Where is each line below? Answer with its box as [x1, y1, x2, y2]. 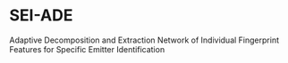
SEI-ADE [9, 5, 73, 26]
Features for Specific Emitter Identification [9, 43, 165, 54]
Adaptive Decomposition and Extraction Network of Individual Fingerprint [9, 35, 280, 45]
